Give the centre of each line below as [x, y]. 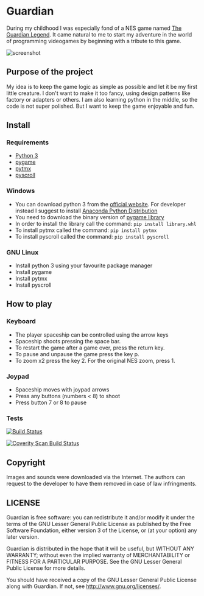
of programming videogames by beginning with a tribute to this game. [94, 41]
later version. [23, 536]
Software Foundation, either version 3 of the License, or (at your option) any [102, 530]
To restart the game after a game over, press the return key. [90, 348]
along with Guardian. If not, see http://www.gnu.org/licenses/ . [84, 586]
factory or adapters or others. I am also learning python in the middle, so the [102, 99]
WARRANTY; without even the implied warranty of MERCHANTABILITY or [98, 555]
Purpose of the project [50, 72]
